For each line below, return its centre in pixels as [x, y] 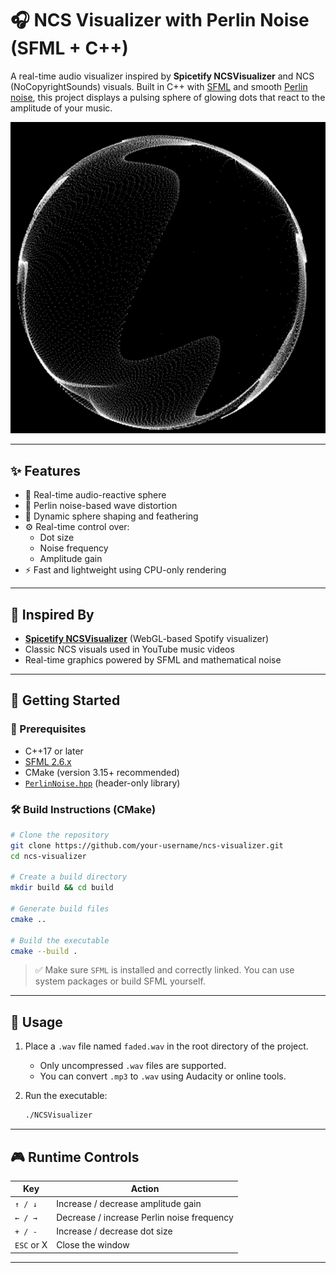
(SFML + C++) [69, 48]
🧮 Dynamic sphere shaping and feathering [111, 516]
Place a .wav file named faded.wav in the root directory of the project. [166, 1046]
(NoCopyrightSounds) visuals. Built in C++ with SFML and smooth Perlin [159, 86]
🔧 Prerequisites [48, 729]
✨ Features [45, 470]
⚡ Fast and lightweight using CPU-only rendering [125, 570]
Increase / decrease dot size [114, 1231]
